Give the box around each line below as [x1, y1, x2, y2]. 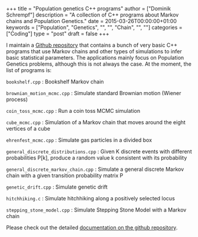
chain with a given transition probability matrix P [6, 172, 124, 179]
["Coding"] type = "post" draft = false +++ [6, 30, 109, 37]
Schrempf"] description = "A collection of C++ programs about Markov [6, 11, 179, 18]
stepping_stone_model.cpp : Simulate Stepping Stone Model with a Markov [6, 206, 187, 213]
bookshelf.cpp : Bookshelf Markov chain [6, 78, 105, 85]
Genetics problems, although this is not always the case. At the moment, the [6, 60, 192, 67]
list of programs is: [6, 67, 52, 73]
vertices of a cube [6, 125, 51, 132]
